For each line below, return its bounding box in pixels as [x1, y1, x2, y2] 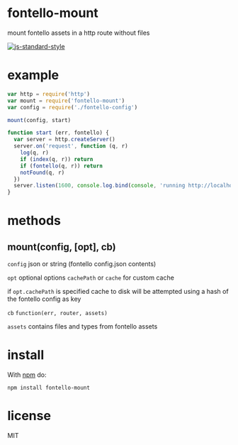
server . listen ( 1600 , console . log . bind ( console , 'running [13, 182, 186, 189]
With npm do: [7, 370, 47, 379]
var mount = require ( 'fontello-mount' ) [7, 97, 125, 104]
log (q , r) [20, 149, 50, 156]
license [7, 408, 52, 424]
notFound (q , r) [20, 169, 65, 176]
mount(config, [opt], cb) [7, 241, 116, 253]
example [7, 67, 59, 83]
